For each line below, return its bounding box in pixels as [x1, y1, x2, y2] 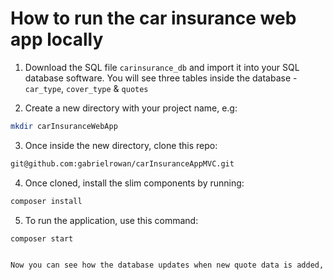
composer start [10, 233, 74, 244]
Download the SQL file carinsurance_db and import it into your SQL [24, 61, 300, 73]
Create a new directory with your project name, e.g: [24, 102, 238, 114]
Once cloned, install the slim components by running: [24, 177, 245, 189]
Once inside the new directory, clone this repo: [24, 139, 218, 151]
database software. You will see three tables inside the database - [24, 72, 298, 84]
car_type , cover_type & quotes [24, 82, 149, 94]
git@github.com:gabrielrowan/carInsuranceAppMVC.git [10, 158, 235, 169]
